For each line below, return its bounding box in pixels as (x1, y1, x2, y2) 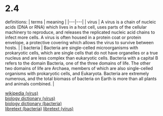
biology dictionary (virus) (5, 95, 55, 101)
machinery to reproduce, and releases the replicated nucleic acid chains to (5, 29, 155, 35)
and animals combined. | (5, 81, 54, 86)
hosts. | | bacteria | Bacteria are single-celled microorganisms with (5, 45, 139, 50)
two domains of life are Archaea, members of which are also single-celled (5, 65, 153, 71)
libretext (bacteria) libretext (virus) (5, 105, 74, 112)
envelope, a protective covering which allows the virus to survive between (5, 39, 154, 45)
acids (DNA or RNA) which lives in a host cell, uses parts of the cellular (5, 24, 147, 30)
